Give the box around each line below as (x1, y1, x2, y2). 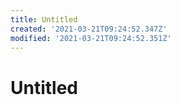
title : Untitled (10, 14, 78, 25)
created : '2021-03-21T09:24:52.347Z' (10, 24, 168, 34)
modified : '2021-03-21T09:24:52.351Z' (10, 33, 172, 43)
